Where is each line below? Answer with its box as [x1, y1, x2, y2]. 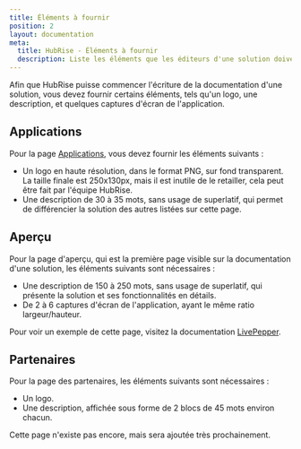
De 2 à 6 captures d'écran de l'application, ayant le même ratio [21, 299, 255, 310]
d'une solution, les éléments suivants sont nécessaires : [9, 263, 216, 273]
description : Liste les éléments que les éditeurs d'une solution [17, 55, 271, 64]
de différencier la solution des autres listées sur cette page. [21, 203, 242, 214]
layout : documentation [9, 30, 94, 39]
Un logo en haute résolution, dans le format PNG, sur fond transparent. [21, 165, 284, 176]
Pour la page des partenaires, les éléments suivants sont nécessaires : [9, 376, 270, 386]
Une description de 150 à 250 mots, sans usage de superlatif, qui [21, 280, 262, 291]
